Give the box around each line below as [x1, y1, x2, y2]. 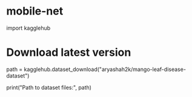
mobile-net [6, 4, 64, 18]
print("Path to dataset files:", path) [6, 84, 92, 91]
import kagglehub [6, 24, 51, 32]
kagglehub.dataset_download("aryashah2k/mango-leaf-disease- [24, 65, 187, 73]
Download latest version [6, 45, 131, 59]
